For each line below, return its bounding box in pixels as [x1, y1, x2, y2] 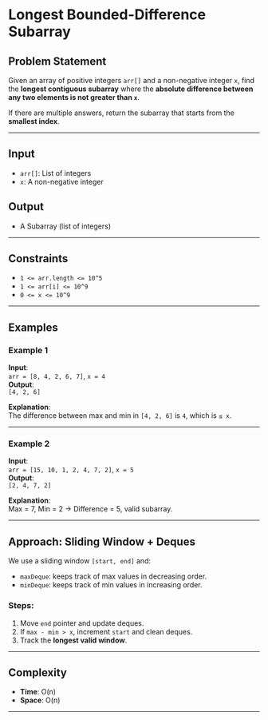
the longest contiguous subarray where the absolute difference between [8, 84, 254, 93]
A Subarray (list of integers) [19, 221, 112, 231]
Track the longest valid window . [19, 635, 128, 645]
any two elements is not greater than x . [8, 93, 140, 101]
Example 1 [8, 344, 49, 356]
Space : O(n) [19, 695, 61, 705]
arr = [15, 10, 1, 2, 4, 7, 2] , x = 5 [8, 465, 134, 475]
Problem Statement [8, 54, 107, 68]
